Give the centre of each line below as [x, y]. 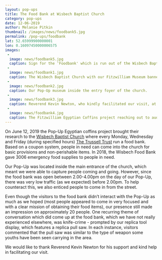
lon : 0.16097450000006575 [31, 46]
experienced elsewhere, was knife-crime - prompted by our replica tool [76, 222]
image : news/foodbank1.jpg [36, 73]
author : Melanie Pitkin [29, 28]
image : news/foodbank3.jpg [36, 100]
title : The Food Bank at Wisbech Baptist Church [55, 14]
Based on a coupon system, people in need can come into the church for [77, 147]
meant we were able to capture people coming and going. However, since [78, 171]
